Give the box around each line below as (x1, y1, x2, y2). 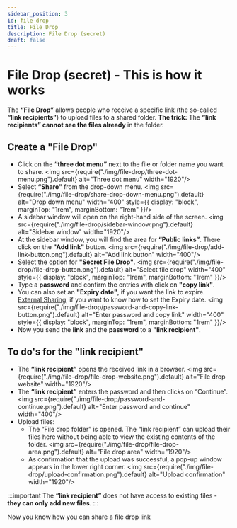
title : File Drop (7, 23, 59, 30)
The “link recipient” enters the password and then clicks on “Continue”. (17, 387, 229, 396)
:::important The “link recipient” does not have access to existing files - (7, 491, 218, 500)
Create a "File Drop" (7, 141, 98, 153)
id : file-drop (7, 17, 50, 24)
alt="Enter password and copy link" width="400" (81, 310, 224, 318)
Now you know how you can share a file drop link (7, 512, 151, 521)
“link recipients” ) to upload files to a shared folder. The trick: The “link (7, 113, 216, 122)
